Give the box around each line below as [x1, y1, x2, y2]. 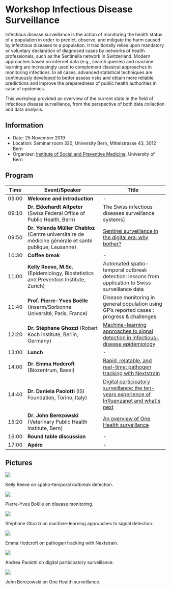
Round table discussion [27, 433, 86, 440]
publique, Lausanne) [27, 243, 77, 251]
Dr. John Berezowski [27, 412, 79, 419]
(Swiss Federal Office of [27, 209, 85, 216]
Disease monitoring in [103, 293, 155, 301]
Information [5, 121, 44, 130]
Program [5, 171, 34, 180]
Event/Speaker [44, 186, 81, 193]
